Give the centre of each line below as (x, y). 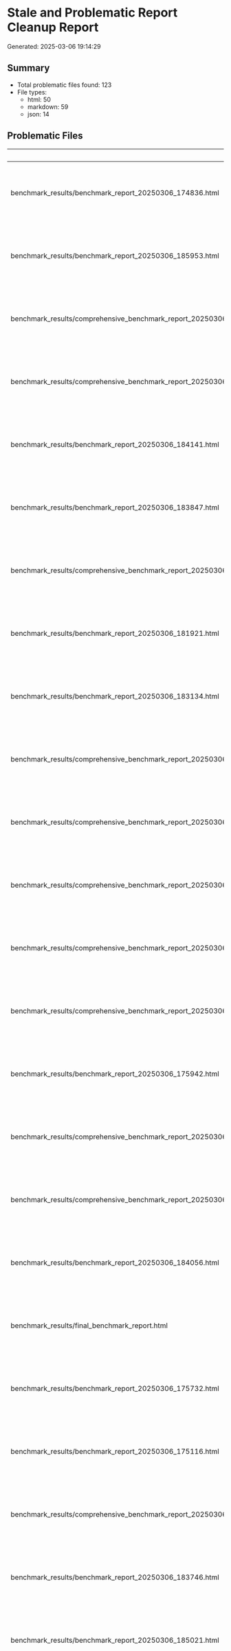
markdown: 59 (48, 107)
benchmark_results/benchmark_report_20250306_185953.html (115, 255)
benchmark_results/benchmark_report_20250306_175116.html (115, 1451)
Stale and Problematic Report (92, 13)
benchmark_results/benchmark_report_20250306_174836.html (115, 192)
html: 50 (39, 99)
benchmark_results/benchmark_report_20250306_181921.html (115, 633)
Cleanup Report (53, 27)
